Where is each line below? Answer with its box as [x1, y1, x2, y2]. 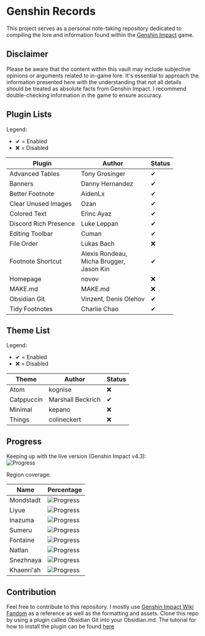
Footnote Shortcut [9, 257, 62, 265]
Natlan [9, 546, 29, 554]
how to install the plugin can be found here [6, 622, 115, 630]
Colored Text [9, 209, 47, 218]
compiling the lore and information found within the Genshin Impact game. [6, 31, 195, 38]
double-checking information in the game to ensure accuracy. [6, 91, 163, 99]
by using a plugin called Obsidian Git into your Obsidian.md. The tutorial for [6, 616, 196, 623]
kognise [48, 385, 72, 394]
